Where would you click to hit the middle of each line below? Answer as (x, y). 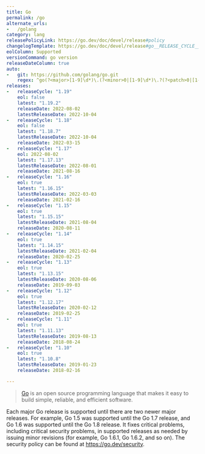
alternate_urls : (27, 23)
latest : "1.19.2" (39, 103)
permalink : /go (26, 18)
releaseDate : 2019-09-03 (49, 285)
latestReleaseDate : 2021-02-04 (57, 251)
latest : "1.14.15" (41, 245)
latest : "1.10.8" (39, 359)
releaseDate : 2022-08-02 (49, 109)
